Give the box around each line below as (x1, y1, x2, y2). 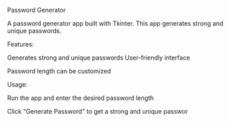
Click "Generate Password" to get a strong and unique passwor (7, 107, 188, 115)
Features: (7, 40, 35, 48)
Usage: (7, 80, 28, 89)
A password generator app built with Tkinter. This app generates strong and (7, 19, 224, 27)
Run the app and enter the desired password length (7, 94, 154, 102)
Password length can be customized (7, 67, 112, 75)
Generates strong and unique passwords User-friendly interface (7, 53, 191, 62)
